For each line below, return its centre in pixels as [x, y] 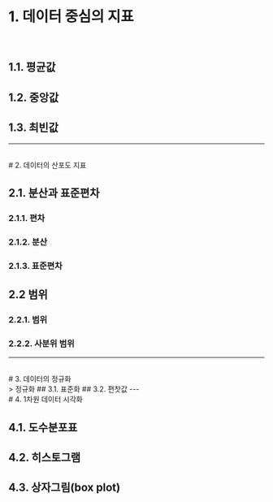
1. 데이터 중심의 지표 [71, 17]
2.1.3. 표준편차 [35, 266]
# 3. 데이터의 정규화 [40, 379]
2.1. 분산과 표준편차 [54, 193]
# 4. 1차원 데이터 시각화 [45, 400]
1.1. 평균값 [32, 67]
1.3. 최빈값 [34, 128]
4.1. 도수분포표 [43, 427]
